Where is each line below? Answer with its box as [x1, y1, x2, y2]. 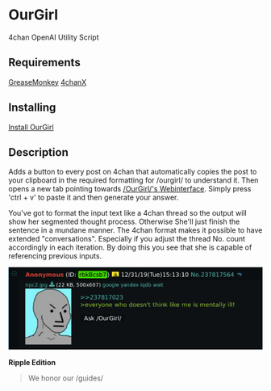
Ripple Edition [8, 358, 56, 368]
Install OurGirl [8, 122, 54, 132]
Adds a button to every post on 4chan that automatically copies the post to [8, 167, 257, 177]
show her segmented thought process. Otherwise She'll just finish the [8, 217, 240, 227]
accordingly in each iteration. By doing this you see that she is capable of [8, 242, 252, 252]
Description [8, 145, 69, 159]
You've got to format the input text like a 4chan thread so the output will [8, 208, 248, 218]
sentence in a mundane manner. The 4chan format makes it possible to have [8, 225, 263, 235]
